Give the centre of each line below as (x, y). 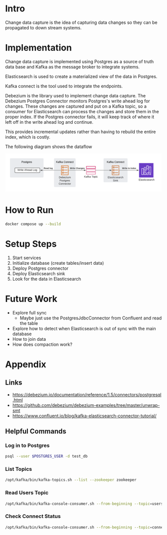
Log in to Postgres (27, 445)
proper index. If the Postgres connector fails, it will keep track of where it (80, 117)
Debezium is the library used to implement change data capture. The (76, 95)
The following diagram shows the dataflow (49, 147)
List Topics (19, 469)
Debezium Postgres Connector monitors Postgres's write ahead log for (78, 101)
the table (29, 323)
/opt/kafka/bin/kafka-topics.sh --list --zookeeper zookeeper (71, 480)
